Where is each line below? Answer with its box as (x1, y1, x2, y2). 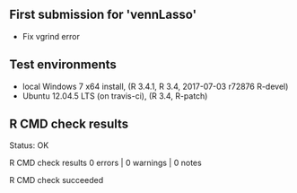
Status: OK (9, 140, 49, 151)
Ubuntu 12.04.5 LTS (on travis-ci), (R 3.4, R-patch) (22, 90, 208, 101)
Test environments (9, 57, 117, 73)
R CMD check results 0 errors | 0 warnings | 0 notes (9, 157, 202, 169)
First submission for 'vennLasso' (9, 7, 197, 22)
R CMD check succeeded (9, 175, 104, 186)
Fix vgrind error (22, 31, 81, 41)
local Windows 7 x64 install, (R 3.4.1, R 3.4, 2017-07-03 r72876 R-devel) (22, 81, 289, 92)
